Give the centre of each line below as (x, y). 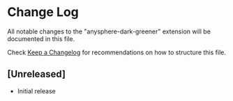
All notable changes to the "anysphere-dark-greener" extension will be (109, 31)
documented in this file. (41, 38)
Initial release (36, 91)
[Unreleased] (37, 74)
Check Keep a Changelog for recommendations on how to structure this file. (117, 52)
